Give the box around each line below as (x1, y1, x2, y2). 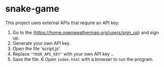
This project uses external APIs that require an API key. (5, 20, 120, 26)
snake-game (5, 3, 60, 15)
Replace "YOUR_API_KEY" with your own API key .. (12, 51, 114, 57)
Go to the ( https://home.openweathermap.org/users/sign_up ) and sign (12, 29, 159, 35)
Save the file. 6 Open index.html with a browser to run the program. (12, 56, 154, 62)
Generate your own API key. (12, 40, 71, 46)
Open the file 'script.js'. (12, 45, 61, 51)
